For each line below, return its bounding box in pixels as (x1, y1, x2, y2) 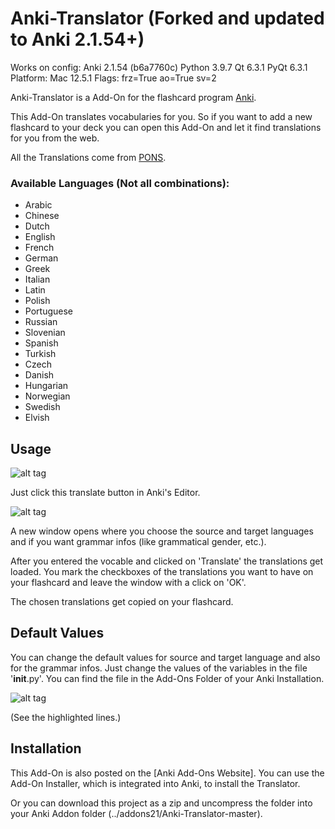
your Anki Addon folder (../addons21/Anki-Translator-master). (10, 807, 263, 819)
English (24, 231, 56, 243)
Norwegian (24, 390, 71, 402)
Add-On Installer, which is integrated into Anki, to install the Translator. (10, 777, 301, 789)
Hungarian (24, 380, 69, 392)
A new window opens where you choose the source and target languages (10, 525, 314, 537)
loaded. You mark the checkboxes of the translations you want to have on (10, 566, 314, 578)
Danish (24, 369, 55, 381)
